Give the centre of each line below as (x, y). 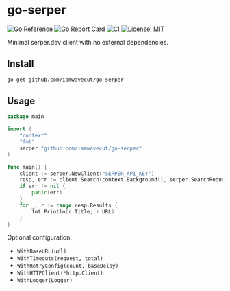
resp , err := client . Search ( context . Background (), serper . (105, 180)
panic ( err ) (47, 193)
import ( (20, 129)
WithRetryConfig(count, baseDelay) (68, 266)
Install (21, 64)
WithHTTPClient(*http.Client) (60, 273)
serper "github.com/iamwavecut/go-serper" (81, 148)
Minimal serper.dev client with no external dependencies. (88, 42)
